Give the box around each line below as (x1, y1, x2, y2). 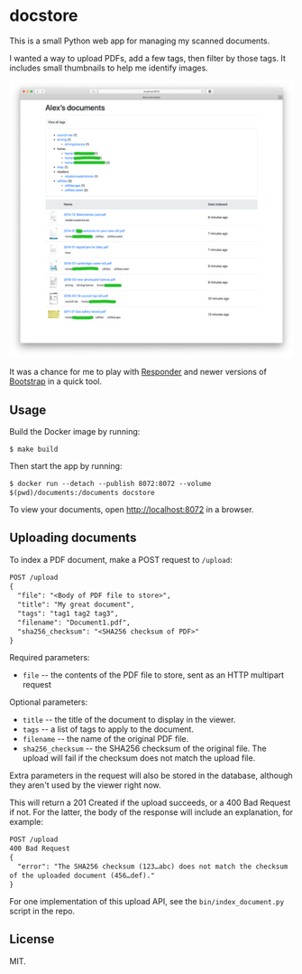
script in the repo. (9, 905, 76, 916)
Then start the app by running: (9, 460, 123, 471)
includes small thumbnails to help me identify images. (9, 62, 209, 73)
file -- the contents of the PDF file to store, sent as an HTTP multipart (22, 670, 285, 680)
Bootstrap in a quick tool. (9, 376, 102, 387)
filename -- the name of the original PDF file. (22, 733, 189, 744)
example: (9, 816, 43, 827)
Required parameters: (9, 651, 90, 662)
